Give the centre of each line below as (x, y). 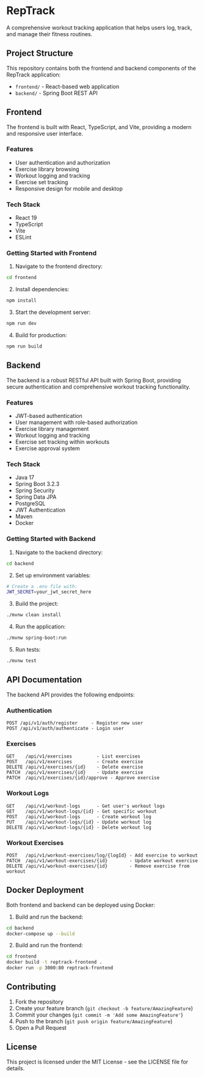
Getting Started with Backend (51, 539)
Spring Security (35, 491)
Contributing (31, 987)
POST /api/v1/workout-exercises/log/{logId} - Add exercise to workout (102, 855)
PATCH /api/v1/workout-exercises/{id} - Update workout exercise (102, 860)
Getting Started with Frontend (51, 253)
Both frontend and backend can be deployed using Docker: (81, 905)
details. (16, 1068)
